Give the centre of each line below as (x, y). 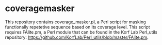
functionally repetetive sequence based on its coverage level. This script (78, 27)
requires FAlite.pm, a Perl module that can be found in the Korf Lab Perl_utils (81, 32)
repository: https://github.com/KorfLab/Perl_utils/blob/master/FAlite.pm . (77, 37)
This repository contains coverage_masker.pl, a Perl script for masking (76, 22)
